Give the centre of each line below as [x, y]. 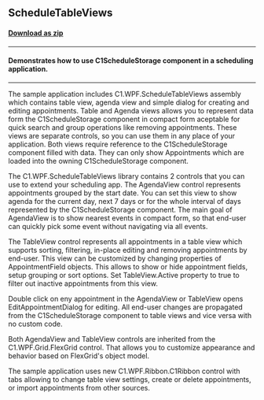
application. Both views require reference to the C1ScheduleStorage [118, 144]
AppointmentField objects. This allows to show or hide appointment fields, [128, 266]
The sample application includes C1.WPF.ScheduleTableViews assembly [125, 94]
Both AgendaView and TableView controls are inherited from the [112, 339]
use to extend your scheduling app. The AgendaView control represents [125, 184]
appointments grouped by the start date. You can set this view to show [123, 193]
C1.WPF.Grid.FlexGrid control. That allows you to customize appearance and [132, 347]
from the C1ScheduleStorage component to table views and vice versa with [130, 315]
